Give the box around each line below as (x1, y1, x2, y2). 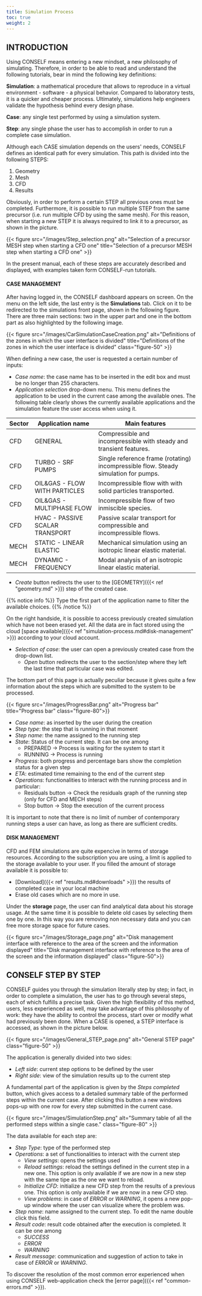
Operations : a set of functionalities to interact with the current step (14, 1150, 180, 1158)
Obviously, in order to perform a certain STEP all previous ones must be (6, 198, 184, 206)
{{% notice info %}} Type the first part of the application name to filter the (6, 597, 189, 604)
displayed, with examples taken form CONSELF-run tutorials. (6, 266, 157, 274)
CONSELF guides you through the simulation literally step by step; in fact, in (6, 986, 194, 993)
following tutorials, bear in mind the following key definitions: (6, 71, 157, 78)
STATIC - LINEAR (34, 539, 84, 547)
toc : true (6, 14, 31, 20)
